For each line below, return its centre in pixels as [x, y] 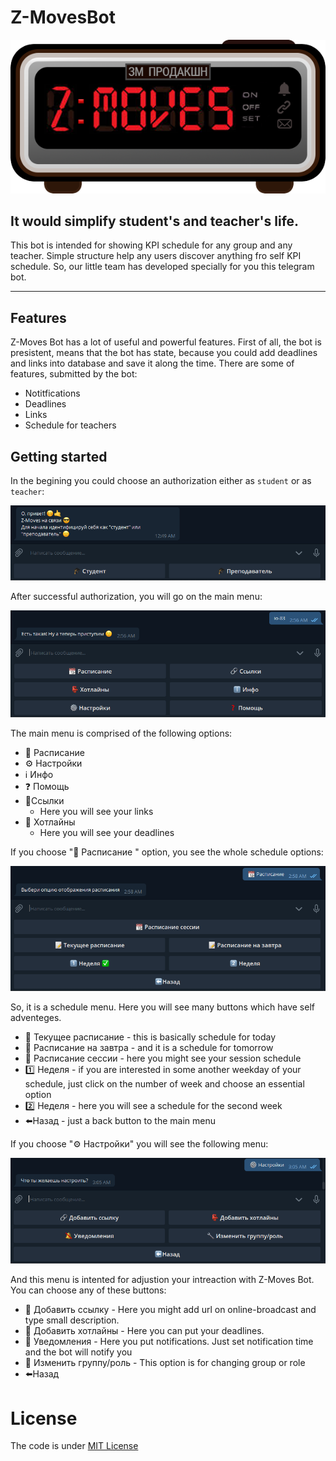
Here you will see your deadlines [107, 833]
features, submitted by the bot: [74, 374]
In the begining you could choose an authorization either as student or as [161, 481]
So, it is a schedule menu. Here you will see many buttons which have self [162, 1007]
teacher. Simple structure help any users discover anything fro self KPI [156, 256]
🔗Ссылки [44, 801]
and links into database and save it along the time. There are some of [152, 363]
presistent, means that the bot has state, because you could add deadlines [164, 353]
